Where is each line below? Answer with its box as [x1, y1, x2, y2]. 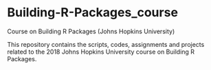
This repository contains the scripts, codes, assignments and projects [7, 40, 205, 48]
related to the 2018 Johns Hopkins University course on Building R [7, 48, 195, 56]
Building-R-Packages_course [7, 5, 179, 20]
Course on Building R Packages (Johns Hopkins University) [7, 27, 175, 35]
